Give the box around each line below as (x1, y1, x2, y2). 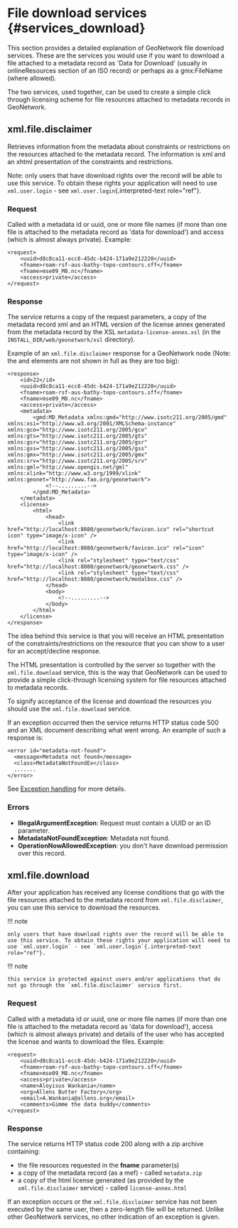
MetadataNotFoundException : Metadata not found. (17, 833, 171, 842)
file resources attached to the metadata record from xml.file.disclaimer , (7, 896, 224, 904)
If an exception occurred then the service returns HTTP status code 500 (7, 718, 219, 727)
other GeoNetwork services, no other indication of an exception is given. (7, 1212, 220, 1221)
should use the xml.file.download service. (7, 705, 132, 713)
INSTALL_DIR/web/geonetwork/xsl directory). (7, 336, 136, 344)
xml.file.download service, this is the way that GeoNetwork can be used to (7, 668, 227, 677)
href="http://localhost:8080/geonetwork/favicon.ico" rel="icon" (7, 545, 205, 552)
